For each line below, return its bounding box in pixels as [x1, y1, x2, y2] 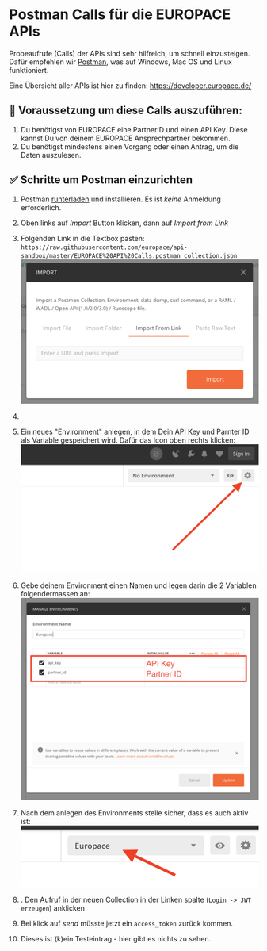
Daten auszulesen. [20, 150, 82, 159]
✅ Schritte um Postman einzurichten [9, 173, 193, 187]
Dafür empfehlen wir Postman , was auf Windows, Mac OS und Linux [9, 57, 232, 67]
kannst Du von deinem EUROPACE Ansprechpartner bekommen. [20, 133, 231, 143]
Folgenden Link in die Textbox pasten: [20, 233, 145, 243]
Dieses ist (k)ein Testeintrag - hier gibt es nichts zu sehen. [20, 934, 212, 944]
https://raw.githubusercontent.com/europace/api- [20, 244, 189, 251]
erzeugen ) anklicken [20, 903, 86, 913]
